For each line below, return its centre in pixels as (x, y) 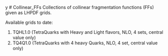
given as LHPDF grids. (29, 13)
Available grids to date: (29, 22)
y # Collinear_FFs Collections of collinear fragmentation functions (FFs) (80, 7)
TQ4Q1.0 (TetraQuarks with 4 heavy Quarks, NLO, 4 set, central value (85, 43)
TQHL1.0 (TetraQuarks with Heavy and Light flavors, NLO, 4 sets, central (88, 32)
